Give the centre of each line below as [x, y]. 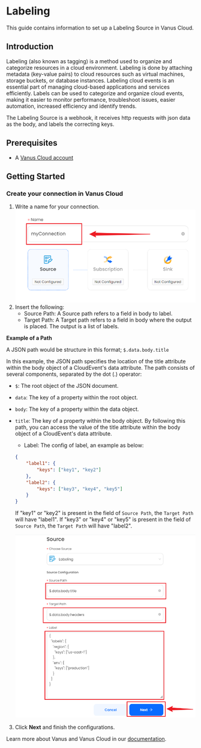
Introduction [30, 47]
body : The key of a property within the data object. [77, 409]
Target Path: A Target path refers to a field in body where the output [108, 320]
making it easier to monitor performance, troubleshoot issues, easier [91, 99]
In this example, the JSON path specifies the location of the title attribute [96, 361]
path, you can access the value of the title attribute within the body [98, 427]
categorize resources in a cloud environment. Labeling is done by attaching [99, 67]
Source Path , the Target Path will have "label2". [73, 526]
